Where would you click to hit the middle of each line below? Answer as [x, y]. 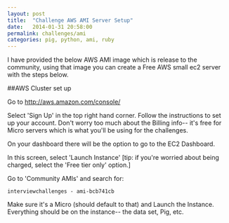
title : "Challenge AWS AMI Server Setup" [70, 20]
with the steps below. [38, 75]
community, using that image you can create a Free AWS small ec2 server [114, 67]
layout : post [26, 14]
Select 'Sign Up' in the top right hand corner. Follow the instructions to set [114, 116]
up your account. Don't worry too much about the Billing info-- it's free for [115, 123]
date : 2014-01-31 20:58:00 [50, 27]
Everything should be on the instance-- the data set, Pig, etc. [96, 212]
